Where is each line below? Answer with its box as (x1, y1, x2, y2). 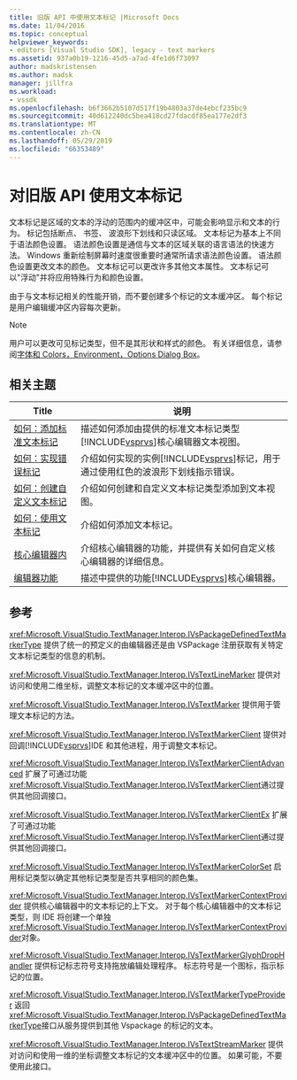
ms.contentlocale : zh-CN (9, 128, 101, 137)
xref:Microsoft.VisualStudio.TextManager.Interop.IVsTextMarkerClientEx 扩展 (9, 809, 288, 820)
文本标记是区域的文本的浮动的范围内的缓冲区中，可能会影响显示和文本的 (9, 216, 272, 227)
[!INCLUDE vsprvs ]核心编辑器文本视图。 (80, 436, 246, 448)
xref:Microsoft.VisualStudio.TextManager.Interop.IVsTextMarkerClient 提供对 (9, 729, 287, 740)
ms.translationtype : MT (9, 120, 97, 129)
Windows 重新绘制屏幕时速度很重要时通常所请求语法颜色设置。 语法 (26, 250, 274, 260)
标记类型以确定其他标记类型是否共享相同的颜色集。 (16, 873, 203, 883)
